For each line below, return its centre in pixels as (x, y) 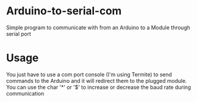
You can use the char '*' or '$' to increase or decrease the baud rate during (99, 87)
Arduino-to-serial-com (64, 11)
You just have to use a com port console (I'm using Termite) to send (89, 74)
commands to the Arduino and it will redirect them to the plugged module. (97, 81)
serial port (19, 33)
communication (25, 93)
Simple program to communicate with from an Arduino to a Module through (98, 27)
